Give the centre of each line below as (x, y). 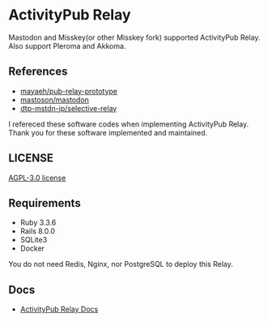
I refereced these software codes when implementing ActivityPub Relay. (129, 124)
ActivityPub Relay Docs (59, 309)
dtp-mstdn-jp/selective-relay (68, 108)
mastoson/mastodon (54, 100)
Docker (32, 248)
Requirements (45, 203)
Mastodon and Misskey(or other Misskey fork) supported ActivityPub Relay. (134, 37)
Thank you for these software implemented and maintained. (108, 132)
